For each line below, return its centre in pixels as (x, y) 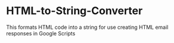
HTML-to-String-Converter (75, 11)
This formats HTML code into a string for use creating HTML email (87, 27)
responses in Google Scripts (41, 33)
